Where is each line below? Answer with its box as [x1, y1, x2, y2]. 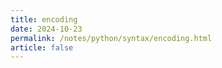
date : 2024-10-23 [10, 24, 83, 34]
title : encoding [10, 14, 78, 25]
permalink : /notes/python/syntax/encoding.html [10, 33, 213, 43]
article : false [10, 42, 74, 53]
